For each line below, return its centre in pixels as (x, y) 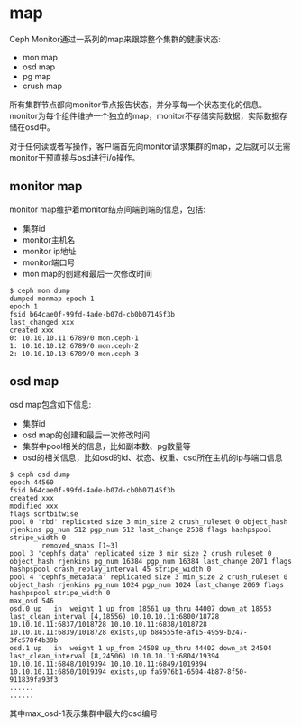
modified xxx (34, 506)
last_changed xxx (42, 322)
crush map (42, 86)
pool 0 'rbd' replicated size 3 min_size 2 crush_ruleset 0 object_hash (149, 521)
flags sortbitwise (44, 514)
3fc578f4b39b (34, 640)
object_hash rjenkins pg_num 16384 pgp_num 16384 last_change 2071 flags (151, 561)
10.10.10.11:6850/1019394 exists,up (78, 672)
